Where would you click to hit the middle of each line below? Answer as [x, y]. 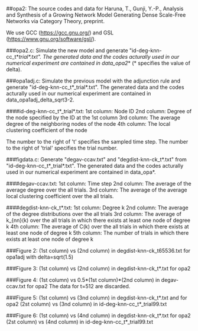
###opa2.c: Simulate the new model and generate [67, 50]
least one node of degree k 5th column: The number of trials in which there [98, 233]
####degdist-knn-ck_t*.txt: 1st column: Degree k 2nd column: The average [97, 208]
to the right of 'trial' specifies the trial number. [62, 148]
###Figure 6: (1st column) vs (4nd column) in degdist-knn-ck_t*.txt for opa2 [98, 316]
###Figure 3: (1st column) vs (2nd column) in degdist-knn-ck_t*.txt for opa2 [98, 268]
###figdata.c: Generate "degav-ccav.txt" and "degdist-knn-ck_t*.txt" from [97, 159]
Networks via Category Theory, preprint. [56, 21]
